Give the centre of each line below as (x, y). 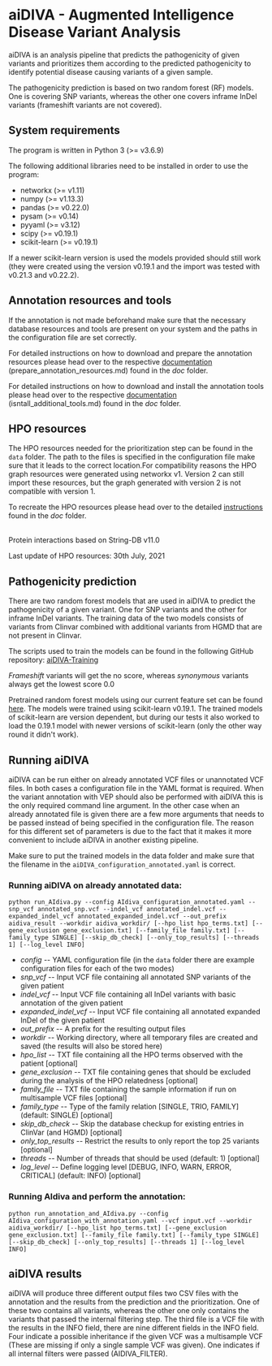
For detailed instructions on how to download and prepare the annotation (131, 353)
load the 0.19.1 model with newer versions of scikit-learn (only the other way (135, 726)
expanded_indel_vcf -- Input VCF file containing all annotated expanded (140, 1012)
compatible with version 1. (52, 491)
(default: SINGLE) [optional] (66, 1115)
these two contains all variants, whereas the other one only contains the (129, 1311)
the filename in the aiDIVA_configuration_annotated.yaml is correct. (122, 864)
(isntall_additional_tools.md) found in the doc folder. (95, 403)
